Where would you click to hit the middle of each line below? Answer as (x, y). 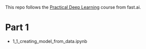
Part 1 (17, 27)
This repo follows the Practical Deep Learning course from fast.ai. (73, 7)
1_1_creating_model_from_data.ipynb (50, 41)
